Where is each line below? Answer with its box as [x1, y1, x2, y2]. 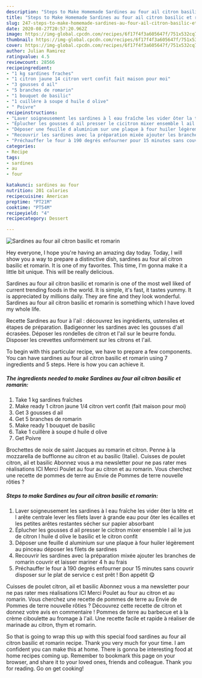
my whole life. [6, 305, 41, 313]
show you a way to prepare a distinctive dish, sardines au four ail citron [6, 255, 183, 263]
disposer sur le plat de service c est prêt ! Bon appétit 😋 [14, 571, 155, 579]
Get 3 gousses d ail [14, 409, 63, 416]
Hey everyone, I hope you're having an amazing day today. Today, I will [6, 249, 182, 257]
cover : [6, 43, 23, 49]
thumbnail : [6, 37, 34, 43]
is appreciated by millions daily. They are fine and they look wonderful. [6, 293, 182, 300]
